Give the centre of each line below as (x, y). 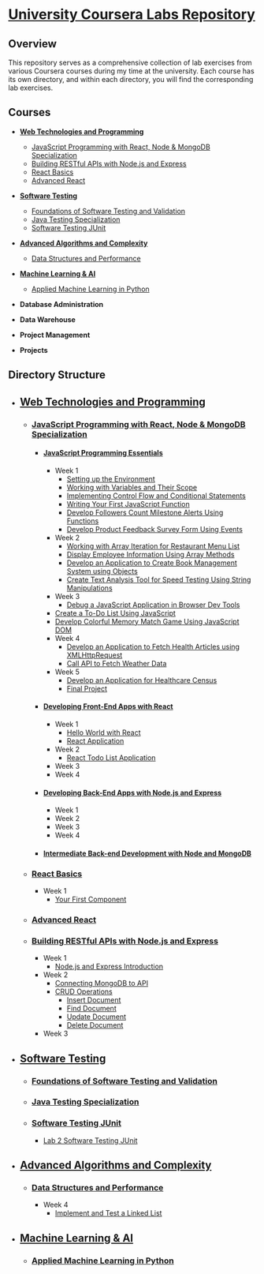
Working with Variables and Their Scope (132, 487)
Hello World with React (104, 733)
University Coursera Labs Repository (132, 15)
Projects (34, 350)
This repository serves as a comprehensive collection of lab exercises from (130, 62)
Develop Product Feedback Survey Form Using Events (154, 529)
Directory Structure (57, 375)
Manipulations (89, 588)
